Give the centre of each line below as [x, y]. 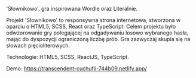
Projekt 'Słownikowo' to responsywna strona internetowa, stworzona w [94, 20]
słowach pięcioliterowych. [38, 45]
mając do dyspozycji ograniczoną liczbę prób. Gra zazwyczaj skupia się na [98, 39]
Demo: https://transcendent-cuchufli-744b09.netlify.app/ [77, 68]
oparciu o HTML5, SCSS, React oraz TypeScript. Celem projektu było [91, 26]
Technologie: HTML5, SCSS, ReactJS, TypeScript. [68, 57]
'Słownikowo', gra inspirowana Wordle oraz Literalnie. [72, 9]
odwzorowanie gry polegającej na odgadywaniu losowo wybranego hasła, [97, 33]
